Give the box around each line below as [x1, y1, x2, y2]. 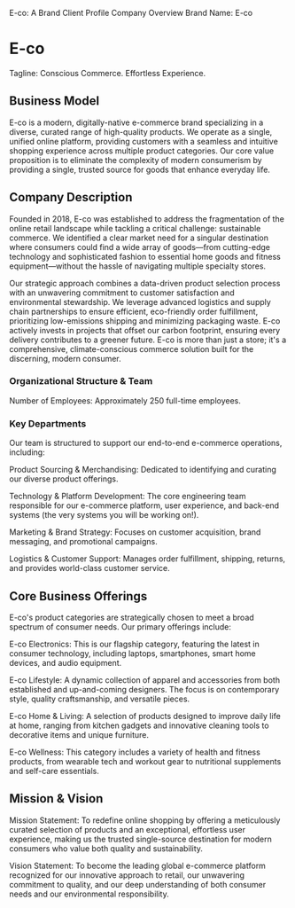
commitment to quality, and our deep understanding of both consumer [9, 879, 267, 889]
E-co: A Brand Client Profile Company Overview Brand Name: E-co [9, 8, 253, 18]
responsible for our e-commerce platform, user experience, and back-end [9, 500, 280, 511]
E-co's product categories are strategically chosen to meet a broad [9, 612, 254, 622]
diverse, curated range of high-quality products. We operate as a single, [9, 126, 273, 137]
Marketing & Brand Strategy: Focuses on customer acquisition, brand [9, 527, 261, 537]
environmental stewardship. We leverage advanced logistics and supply [9, 296, 272, 307]
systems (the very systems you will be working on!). [9, 510, 199, 521]
